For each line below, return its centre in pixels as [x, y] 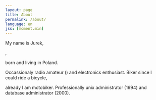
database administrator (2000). [38, 93]
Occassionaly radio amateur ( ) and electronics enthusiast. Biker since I [79, 72]
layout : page [19, 10]
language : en [19, 24]
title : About [19, 15]
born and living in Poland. [32, 63]
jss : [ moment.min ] [24, 29]
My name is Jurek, [24, 43]
